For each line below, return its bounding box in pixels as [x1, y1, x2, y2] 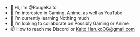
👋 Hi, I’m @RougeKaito [10, 5, 57, 10]
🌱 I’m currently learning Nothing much [10, 15, 89, 21]
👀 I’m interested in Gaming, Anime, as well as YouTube [10, 10, 123, 16]
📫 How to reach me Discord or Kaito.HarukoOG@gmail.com [10, 26, 135, 32]
